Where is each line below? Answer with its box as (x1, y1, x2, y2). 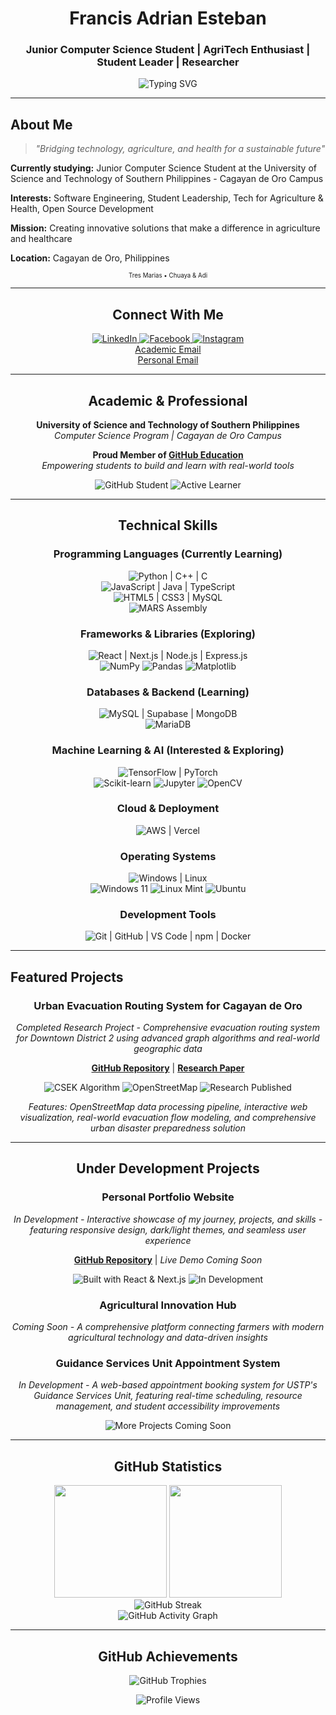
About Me (10, 116, 73, 133)
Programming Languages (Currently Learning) (53, 547, 283, 561)
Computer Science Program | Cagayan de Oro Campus (54, 429, 282, 441)
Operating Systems (119, 849, 217, 863)
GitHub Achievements (98, 1648, 238, 1665)
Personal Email (137, 354, 199, 366)
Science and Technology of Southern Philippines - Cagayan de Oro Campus (10, 173, 324, 185)
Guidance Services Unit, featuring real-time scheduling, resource (33, 1390, 303, 1402)
